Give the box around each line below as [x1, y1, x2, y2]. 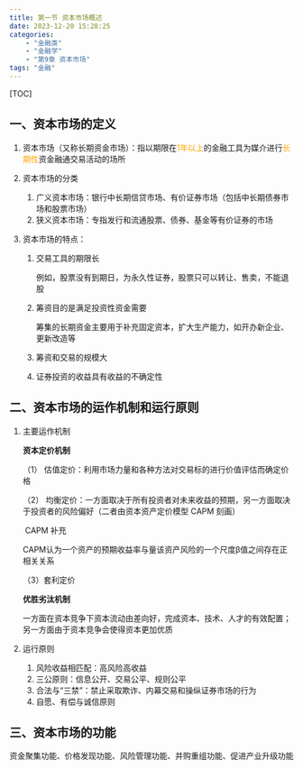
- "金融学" [25, 47, 62, 56]
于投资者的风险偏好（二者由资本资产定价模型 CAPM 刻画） [22, 506, 241, 517]
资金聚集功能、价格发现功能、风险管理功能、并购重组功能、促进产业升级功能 [9, 750, 294, 762]
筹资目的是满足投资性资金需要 [35, 302, 147, 313]
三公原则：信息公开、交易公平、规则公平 [35, 673, 187, 684]
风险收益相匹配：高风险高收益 [35, 662, 147, 673]
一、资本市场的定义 [9, 116, 116, 132]
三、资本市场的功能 [9, 725, 116, 740]
